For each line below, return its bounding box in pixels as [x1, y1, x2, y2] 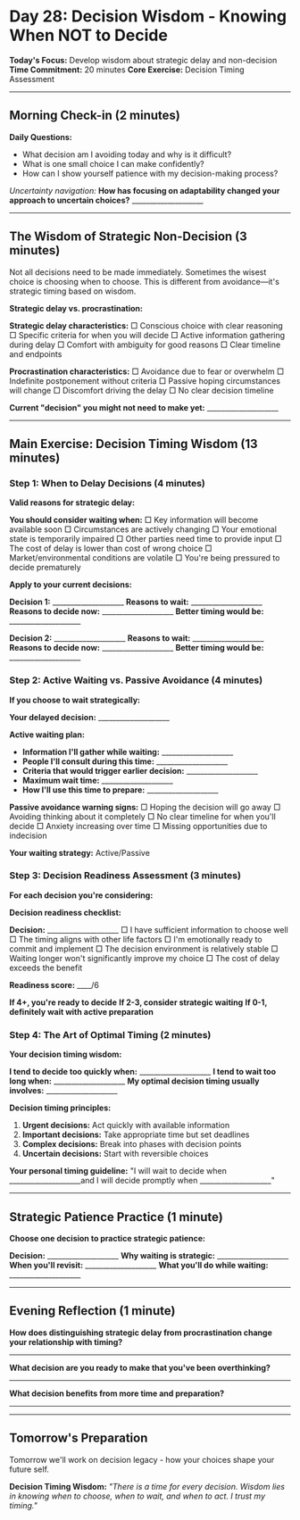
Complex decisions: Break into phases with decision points [21, 1139, 242, 1150]
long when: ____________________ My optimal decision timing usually [9, 1076, 260, 1086]
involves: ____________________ [9, 1085, 118, 1096]
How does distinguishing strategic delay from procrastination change [9, 1327, 272, 1338]
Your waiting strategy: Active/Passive [9, 847, 150, 858]
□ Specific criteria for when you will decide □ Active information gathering [9, 329, 286, 340]
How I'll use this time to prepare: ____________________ [21, 784, 219, 795]
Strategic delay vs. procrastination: [9, 303, 143, 313]
